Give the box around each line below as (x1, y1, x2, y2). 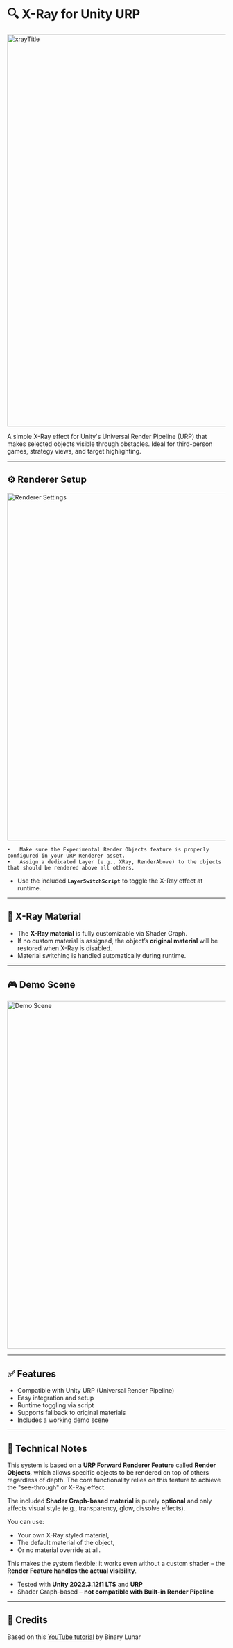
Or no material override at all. (17, 1546, 101, 1554)
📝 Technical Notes (7, 1442, 87, 1455)
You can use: (7, 1518, 45, 1526)
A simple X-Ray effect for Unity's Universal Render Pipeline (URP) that (7, 432, 207, 440)
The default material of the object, (17, 1539, 115, 1546)
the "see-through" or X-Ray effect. (7, 1483, 106, 1491)
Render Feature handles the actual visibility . (7, 1567, 137, 1575)
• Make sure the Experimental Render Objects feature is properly (7, 846, 209, 853)
